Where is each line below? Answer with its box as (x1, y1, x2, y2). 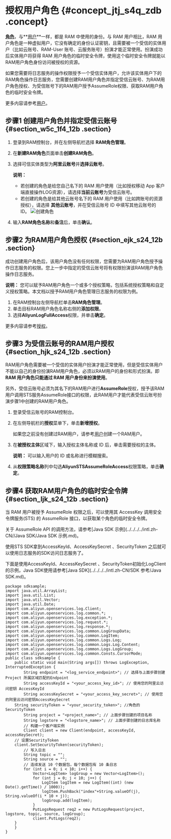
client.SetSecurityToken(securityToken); (14, 742, 104, 748)
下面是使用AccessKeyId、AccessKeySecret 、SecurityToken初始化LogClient (5, 561, 166, 567)
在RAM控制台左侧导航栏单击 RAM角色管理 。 (12, 299, 105, 305)
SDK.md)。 (5, 574, 29, 580)
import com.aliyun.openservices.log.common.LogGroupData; (5, 628, 131, 634)
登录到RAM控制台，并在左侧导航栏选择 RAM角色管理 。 (12, 139, 129, 145)
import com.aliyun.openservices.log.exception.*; (5, 615, 113, 620)
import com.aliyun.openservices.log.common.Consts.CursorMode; (5, 651, 143, 656)
